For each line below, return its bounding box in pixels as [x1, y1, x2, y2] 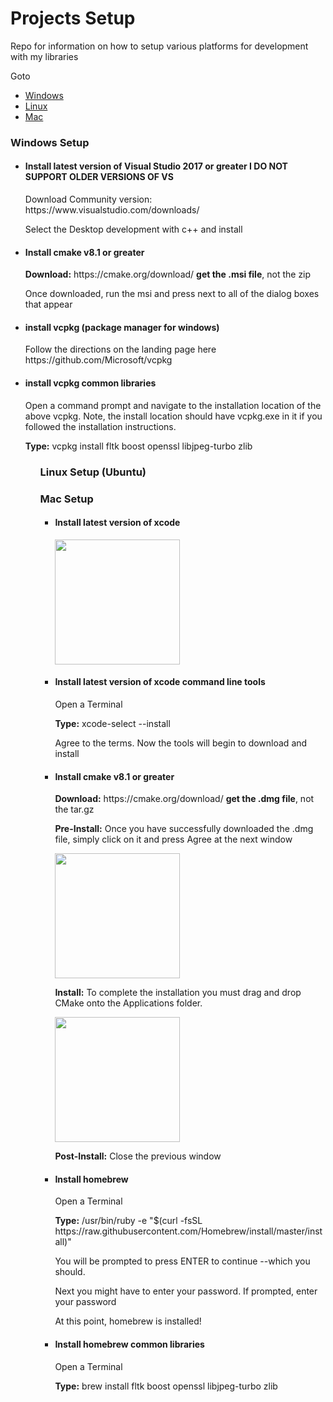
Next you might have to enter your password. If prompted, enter [54, 1285, 318, 1297]
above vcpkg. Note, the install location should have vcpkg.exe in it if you [24, 410, 323, 422]
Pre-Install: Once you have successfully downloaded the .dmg [54, 823, 314, 835]
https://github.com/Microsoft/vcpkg [24, 354, 173, 366]
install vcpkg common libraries [24, 377, 157, 389]
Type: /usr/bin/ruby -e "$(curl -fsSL [54, 1215, 203, 1227]
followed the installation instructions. [24, 420, 177, 432]
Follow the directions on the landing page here [24, 343, 217, 356]
